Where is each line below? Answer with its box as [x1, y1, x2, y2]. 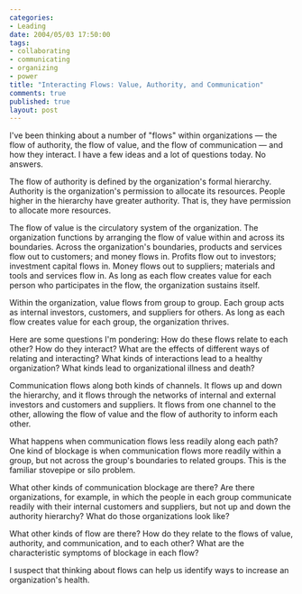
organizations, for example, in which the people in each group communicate [9, 492, 292, 503]
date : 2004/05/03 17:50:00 [9, 30, 111, 39]
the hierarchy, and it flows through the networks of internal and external [9, 389, 277, 401]
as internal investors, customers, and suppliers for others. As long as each [9, 307, 286, 318]
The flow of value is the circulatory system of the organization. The [9, 223, 259, 233]
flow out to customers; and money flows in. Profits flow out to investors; [9, 251, 277, 262]
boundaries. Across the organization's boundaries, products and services [9, 242, 282, 252]
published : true [9, 96, 70, 106]
